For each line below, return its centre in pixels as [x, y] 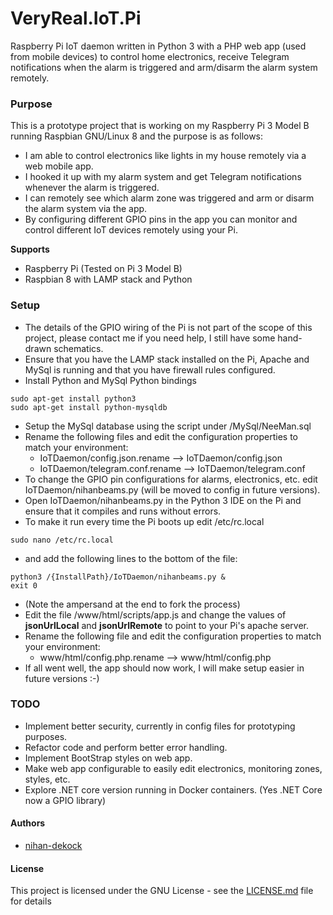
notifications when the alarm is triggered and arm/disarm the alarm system [164, 67]
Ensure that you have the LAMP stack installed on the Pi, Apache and [167, 359]
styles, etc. [47, 779]
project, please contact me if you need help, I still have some [150, 338]
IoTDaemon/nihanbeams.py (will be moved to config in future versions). [172, 489]
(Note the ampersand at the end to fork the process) [132, 604]
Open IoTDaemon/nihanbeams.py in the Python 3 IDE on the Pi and [163, 500]
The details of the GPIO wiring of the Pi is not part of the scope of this [168, 327]
